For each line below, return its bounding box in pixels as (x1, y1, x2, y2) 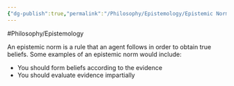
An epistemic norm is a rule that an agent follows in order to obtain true (7, 42, 212, 51)
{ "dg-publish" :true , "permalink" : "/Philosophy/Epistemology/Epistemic (7, 10, 214, 17)
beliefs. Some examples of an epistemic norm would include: (7, 50, 182, 58)
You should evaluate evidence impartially (17, 71, 136, 79)
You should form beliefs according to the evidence (17, 63, 162, 71)
